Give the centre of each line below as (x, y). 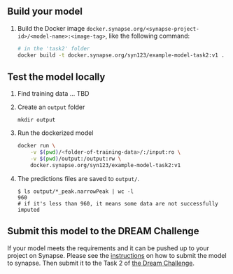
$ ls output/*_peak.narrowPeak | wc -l (76, 192)
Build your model (45, 12)
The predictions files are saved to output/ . (78, 178)
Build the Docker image (51, 28)
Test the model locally (56, 77)
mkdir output (36, 120)
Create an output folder (51, 107)
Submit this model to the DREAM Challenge (103, 231)
